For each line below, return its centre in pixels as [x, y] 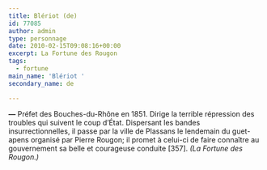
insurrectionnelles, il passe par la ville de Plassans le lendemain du [119, 131]
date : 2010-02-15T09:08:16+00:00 [65, 46]
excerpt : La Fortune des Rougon [63, 53]
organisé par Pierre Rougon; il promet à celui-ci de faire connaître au [145, 139]
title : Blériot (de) [43, 16]
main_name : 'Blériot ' [47, 76]
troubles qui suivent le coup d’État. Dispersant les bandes [104, 122]
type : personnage [38, 38]
